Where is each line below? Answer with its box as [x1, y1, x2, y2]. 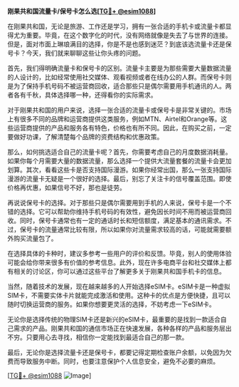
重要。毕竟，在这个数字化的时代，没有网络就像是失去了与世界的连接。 [26, 31, 232, 39]
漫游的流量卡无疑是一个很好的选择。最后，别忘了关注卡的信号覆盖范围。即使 [7, 175, 232, 182]
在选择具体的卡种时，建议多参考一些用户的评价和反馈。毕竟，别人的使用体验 [7, 249, 232, 257]
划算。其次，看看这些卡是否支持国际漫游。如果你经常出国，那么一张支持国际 [7, 165, 232, 174]
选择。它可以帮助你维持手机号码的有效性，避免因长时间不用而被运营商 [19, 207, 225, 216]
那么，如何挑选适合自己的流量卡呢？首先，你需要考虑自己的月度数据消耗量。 [7, 148, 232, 156]
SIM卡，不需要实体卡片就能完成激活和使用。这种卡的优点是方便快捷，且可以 [7, 291, 231, 299]
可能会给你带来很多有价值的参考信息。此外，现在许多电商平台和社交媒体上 [7, 258, 225, 267]
